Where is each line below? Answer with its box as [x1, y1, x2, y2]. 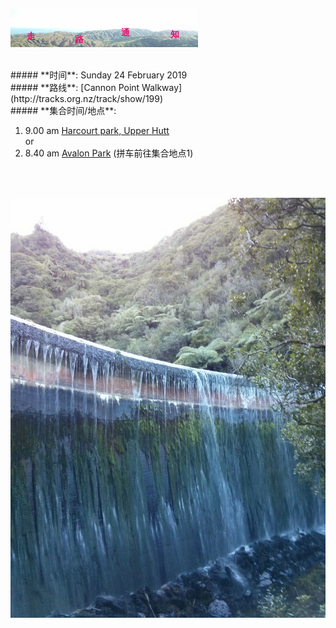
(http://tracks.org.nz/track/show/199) [10, 93, 164, 104]
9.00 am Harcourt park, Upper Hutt [24, 125, 170, 136]
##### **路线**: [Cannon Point [10, 82, 140, 93]
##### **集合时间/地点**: [10, 105, 117, 116]
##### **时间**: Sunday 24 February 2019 [10, 69, 188, 81]
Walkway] [141, 82, 183, 93]
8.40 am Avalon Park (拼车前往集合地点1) [24, 147, 194, 159]
